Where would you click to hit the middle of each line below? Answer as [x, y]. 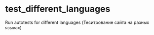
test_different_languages [58, 9]
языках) [14, 27]
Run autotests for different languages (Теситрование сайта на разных [77, 22]
